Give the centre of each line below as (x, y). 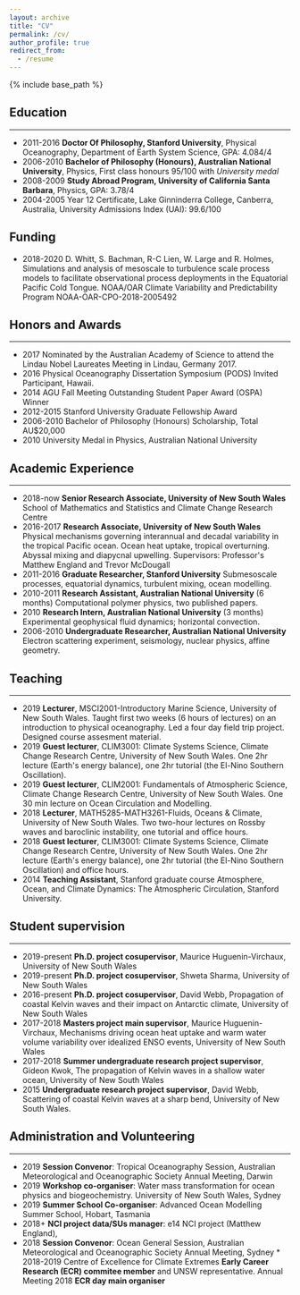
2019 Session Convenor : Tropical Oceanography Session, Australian (149, 1166)
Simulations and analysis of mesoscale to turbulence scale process (146, 268)
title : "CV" (31, 26)
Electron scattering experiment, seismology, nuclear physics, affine (146, 641)
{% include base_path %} (56, 85)
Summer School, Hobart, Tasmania (86, 1214)
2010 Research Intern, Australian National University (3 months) (143, 613)
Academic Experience (72, 468)
